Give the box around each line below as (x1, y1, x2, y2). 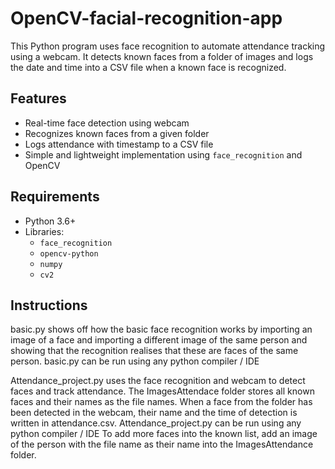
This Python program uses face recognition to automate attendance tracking (10, 40, 326, 52)
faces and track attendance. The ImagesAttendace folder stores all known (10, 385, 315, 397)
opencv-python (39, 248, 99, 259)
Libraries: (24, 225, 65, 237)
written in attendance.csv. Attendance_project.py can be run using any (10, 417, 302, 429)
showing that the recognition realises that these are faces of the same (10, 345, 299, 357)
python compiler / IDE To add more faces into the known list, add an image (10, 428, 318, 440)
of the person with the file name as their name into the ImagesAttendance (10, 438, 314, 451)
